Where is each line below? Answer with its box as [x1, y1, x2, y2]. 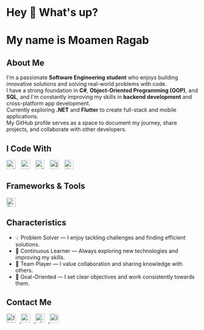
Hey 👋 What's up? [6, 5, 99, 20]
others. [15, 267, 33, 274]
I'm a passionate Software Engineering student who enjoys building [6, 74, 178, 81]
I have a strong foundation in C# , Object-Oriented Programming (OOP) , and [6, 87, 199, 94]
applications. [6, 113, 38, 120]
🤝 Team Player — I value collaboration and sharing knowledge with [15, 260, 183, 267]
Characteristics [6, 218, 67, 228]
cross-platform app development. [6, 100, 91, 107]
